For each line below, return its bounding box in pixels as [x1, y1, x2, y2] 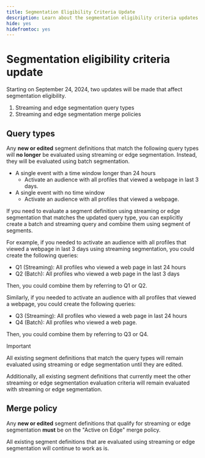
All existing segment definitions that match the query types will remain [6, 355, 184, 361]
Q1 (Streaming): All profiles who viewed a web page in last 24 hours [15, 264, 187, 271]
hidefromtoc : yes [6, 26, 51, 32]
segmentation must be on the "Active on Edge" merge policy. [6, 426, 161, 434]
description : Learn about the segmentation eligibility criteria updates [6, 15, 199, 21]
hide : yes [6, 20, 32, 26]
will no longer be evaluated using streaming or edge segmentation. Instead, [6, 151, 198, 158]
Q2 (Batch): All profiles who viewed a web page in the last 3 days [15, 270, 180, 277]
